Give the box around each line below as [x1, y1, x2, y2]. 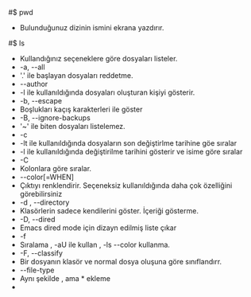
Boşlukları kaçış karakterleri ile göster [19, 104, 143, 114]
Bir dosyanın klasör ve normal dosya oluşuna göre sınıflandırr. [19, 257, 222, 266]
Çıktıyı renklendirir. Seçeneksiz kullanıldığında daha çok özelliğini [19, 181, 233, 190]
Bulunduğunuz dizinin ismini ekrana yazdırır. [19, 23, 164, 32]
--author [19, 80, 48, 88]
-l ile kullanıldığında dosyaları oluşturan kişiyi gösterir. [19, 88, 195, 97]
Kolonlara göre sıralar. [19, 164, 92, 173]
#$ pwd [8, 8, 33, 17]
